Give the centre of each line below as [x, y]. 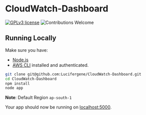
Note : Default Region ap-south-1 [39, 98]
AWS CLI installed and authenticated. [50, 65]
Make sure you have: [27, 50]
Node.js [20, 60]
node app [14, 88]
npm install [17, 83]
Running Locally [31, 38]
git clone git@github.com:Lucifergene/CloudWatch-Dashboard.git [73, 74]
